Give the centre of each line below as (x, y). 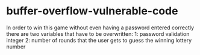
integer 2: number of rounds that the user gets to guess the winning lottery (99, 40)
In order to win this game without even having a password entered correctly (100, 27)
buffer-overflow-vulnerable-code (92, 11)
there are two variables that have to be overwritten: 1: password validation (98, 33)
